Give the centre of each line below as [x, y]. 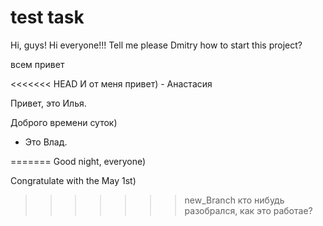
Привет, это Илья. [48, 103]
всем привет [37, 64]
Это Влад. [46, 142]
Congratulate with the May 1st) [73, 180]
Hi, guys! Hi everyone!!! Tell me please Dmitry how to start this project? [156, 45]
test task [47, 17]
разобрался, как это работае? [248, 210]
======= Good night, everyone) [78, 161]
